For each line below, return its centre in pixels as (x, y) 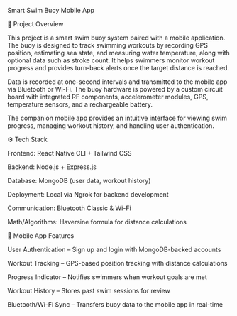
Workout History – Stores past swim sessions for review (89, 291)
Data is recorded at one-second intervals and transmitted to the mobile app (117, 82)
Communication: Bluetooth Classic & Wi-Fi (69, 208)
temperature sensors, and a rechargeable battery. (80, 104)
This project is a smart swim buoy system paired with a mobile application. (116, 38)
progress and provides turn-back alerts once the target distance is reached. (118, 68)
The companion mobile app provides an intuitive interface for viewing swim (117, 118)
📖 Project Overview (35, 24)
